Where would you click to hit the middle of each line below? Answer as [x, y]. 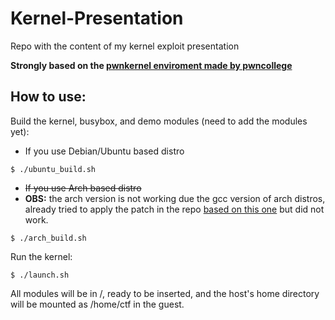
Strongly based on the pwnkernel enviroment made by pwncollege [151, 65]
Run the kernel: [41, 256]
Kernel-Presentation [97, 18]
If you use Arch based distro [83, 188]
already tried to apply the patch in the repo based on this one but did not [174, 209]
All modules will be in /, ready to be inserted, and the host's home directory [165, 293]
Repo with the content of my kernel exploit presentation [125, 46]
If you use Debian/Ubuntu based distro [104, 151]
